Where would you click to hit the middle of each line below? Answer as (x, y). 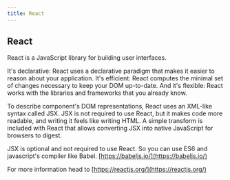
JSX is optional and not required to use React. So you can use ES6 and (107, 149)
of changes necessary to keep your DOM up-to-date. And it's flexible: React (115, 86)
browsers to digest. (34, 135)
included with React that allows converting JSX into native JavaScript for (110, 128)
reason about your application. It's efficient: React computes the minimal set (115, 78)
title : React (26, 13)
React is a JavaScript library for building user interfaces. (87, 58)
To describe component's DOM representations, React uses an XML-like (109, 106)
